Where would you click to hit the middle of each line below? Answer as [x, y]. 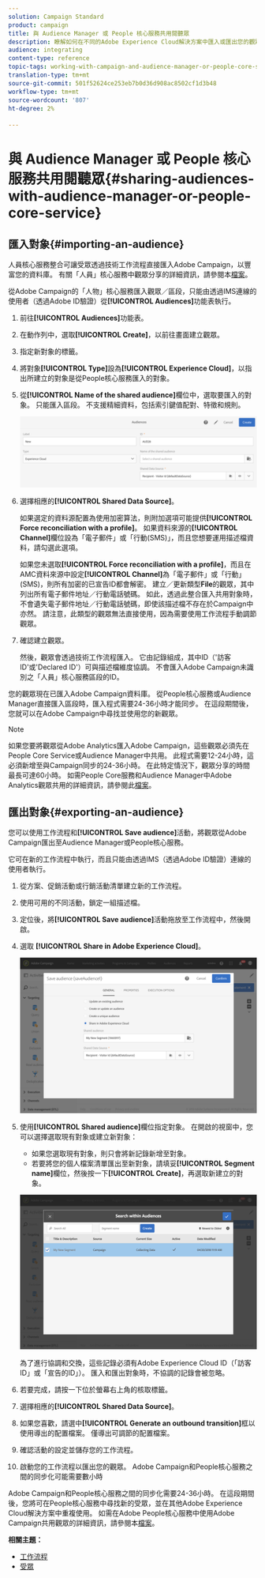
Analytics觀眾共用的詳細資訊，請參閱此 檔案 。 [82, 785]
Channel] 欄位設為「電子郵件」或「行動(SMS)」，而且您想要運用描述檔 [133, 537]
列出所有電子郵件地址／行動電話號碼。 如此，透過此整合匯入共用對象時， [138, 593]
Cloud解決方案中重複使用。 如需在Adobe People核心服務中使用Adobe [121, 1513]
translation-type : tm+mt [49, 75]
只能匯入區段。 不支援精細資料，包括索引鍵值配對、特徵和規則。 [140, 405]
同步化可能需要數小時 [68, 1477]
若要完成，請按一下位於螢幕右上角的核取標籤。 [95, 1390]
